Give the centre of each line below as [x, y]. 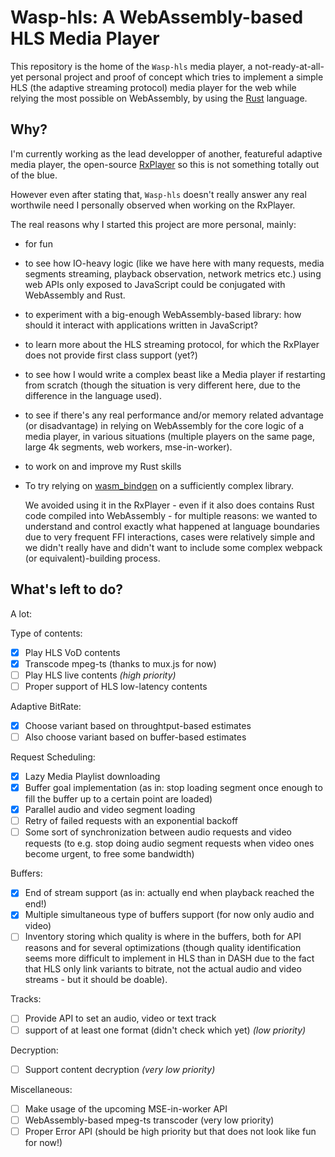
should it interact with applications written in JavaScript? [141, 325]
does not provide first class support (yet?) [111, 355]
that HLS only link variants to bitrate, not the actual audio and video [163, 969]
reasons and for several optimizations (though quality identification [163, 948]
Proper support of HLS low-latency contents [116, 686]
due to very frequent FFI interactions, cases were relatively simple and [170, 537]
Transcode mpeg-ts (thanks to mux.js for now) [120, 663]
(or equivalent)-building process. [92, 558]
